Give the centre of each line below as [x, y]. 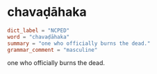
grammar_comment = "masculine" [52, 50]
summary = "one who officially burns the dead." [79, 43]
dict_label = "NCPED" [39, 30]
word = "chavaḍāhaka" [39, 37]
